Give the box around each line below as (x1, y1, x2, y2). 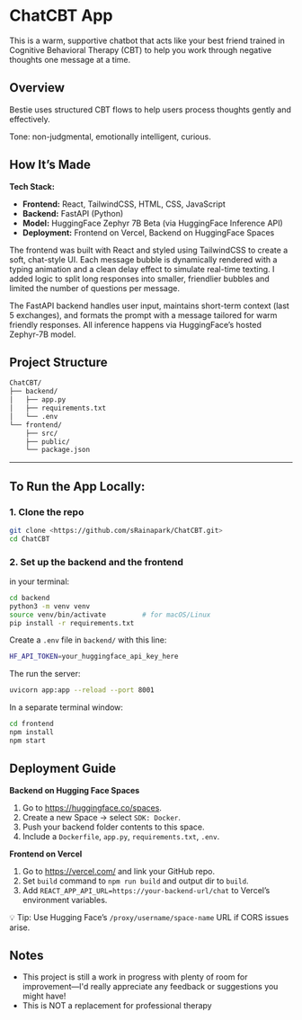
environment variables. (22, 894, 108, 905)
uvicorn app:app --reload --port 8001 (9, 686, 155, 695)
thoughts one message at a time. (9, 54, 131, 65)
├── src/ (25, 429, 58, 438)
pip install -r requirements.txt (9, 618, 135, 627)
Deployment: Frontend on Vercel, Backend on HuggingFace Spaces (22, 226, 275, 238)
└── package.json (25, 446, 91, 455)
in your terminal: (9, 576, 70, 587)
